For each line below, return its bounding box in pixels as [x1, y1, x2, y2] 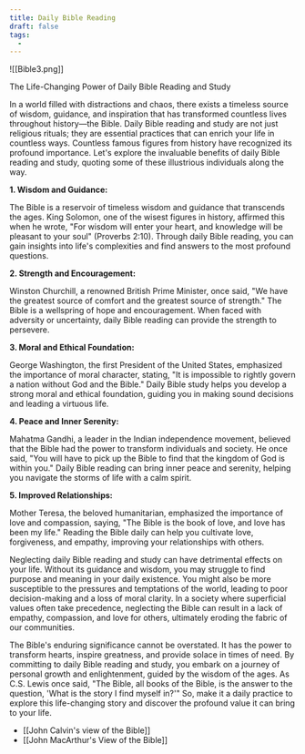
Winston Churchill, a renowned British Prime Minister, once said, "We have [9, 286, 289, 297]
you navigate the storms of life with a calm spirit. [9, 473, 192, 484]
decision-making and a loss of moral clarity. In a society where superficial [9, 593, 287, 604]
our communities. [9, 622, 76, 633]
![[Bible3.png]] [9, 64, 64, 75]
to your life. [9, 708, 52, 718]
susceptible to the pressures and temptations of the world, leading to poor [9, 584, 289, 595]
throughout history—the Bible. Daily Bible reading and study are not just [9, 118, 279, 129]
